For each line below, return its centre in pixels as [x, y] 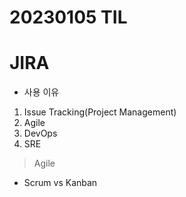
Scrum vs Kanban [60, 183]
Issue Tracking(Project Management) [100, 112]
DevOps [40, 133]
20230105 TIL [68, 17]
